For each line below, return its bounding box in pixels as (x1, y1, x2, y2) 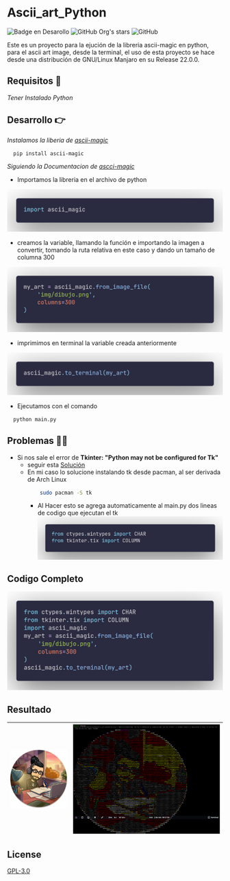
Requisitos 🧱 (7, 75, 62, 87)
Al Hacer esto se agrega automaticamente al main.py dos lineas (37, 502, 218, 510)
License (7, 849, 42, 860)
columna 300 (16, 252, 55, 261)
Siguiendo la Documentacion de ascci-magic (7, 163, 135, 171)
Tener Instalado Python (7, 93, 73, 102)
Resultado (7, 703, 51, 715)
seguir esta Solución (27, 460, 86, 469)
